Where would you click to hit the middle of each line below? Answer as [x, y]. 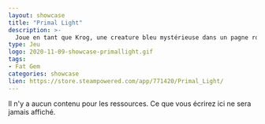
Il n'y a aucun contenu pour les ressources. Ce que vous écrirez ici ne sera [130, 104]
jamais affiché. [32, 111]
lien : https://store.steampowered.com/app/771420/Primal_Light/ [116, 81]
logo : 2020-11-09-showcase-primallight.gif [81, 52]
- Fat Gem [24, 67]
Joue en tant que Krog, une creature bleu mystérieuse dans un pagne [132, 37]
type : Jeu [24, 45]
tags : [17, 60]
